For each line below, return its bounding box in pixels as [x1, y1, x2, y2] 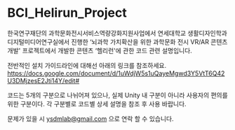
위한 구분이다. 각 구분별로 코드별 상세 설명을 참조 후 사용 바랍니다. [7, 99, 187, 108]
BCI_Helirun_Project [7, 5, 128, 21]
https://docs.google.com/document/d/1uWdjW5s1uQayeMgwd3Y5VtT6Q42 [7, 68, 225, 78]
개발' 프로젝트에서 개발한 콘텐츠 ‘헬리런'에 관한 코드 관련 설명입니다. [7, 46, 193, 55]
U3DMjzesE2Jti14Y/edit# [7, 76, 80, 85]
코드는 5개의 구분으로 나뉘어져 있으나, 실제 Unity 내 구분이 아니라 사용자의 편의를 [7, 91, 228, 99]
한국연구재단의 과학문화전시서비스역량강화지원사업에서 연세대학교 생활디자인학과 [7, 29, 228, 37]
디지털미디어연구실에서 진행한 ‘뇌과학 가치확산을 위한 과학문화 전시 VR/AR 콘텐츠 [7, 37, 228, 46]
